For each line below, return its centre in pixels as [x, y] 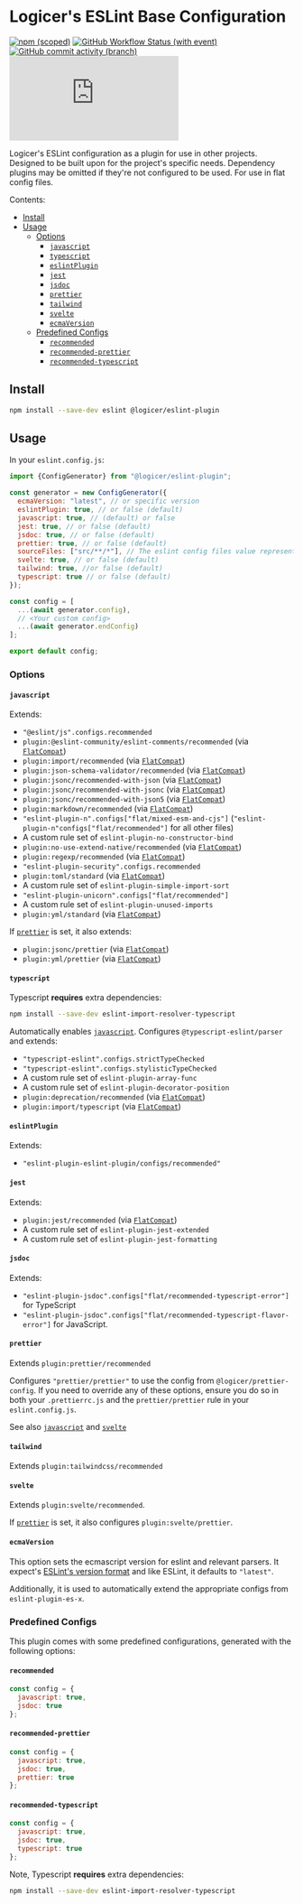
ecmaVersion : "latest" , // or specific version [109, 502]
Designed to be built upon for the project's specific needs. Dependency [142, 163]
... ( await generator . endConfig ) [78, 627]
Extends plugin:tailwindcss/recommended [86, 1466]
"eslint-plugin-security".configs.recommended [111, 867]
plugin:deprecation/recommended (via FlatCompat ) [114, 1097]
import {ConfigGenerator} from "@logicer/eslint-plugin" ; [120, 477]
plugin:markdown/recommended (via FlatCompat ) [108, 809]
